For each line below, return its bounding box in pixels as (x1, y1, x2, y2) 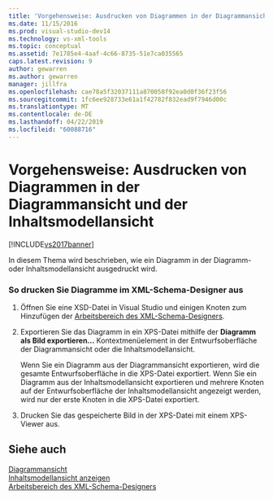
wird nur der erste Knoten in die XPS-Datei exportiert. (19, 394, 200, 404)
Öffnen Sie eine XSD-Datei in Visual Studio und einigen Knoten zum (19, 302, 247, 312)
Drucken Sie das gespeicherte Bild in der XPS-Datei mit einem (19, 410, 229, 420)
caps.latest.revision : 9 (8, 58, 93, 66)
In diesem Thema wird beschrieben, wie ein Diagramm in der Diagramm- (8, 255, 252, 265)
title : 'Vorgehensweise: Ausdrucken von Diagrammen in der (8, 11, 213, 20)
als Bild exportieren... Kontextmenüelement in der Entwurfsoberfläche (19, 335, 258, 345)
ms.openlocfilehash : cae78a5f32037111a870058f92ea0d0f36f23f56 (8, 87, 227, 96)
